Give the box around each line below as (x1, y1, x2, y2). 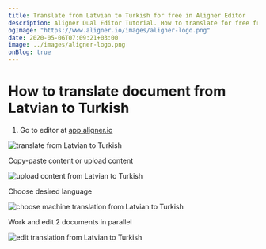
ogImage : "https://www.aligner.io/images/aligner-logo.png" (8, 26, 211, 34)
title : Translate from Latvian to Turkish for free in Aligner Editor (8, 11, 246, 20)
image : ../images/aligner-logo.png (8, 41, 126, 49)
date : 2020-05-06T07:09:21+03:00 (8, 33, 119, 42)
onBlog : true (8, 48, 51, 56)
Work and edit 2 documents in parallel (8, 217, 132, 226)
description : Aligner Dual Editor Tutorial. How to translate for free (8, 19, 249, 27)
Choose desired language (8, 187, 93, 196)
